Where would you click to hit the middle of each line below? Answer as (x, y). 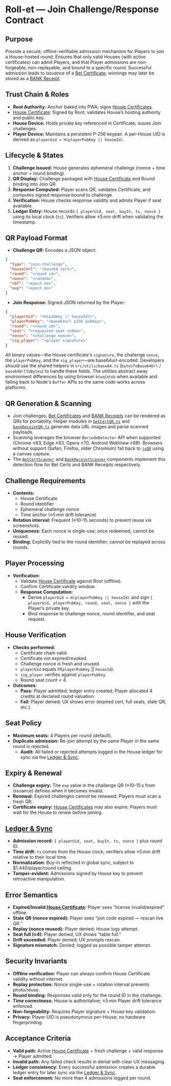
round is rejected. (31, 746)
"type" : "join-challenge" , (39, 264)
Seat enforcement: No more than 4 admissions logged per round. (82, 1078)
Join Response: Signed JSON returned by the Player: (69, 303)
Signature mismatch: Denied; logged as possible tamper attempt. (82, 945)
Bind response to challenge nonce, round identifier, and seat (91, 613)
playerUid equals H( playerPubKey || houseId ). (67, 669)
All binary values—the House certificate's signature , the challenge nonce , (82, 355)
